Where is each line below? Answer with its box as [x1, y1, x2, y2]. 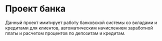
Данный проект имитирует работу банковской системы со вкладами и [5, 19, 157, 25]
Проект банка [5, 3, 66, 14]
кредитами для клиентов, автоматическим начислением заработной [5, 24, 153, 30]
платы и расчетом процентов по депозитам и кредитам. [5, 30, 126, 36]
